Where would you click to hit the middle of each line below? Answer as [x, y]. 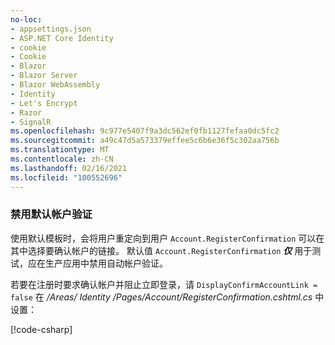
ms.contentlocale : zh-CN [62, 159]
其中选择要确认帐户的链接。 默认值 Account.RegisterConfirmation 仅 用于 [161, 250]
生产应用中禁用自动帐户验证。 [106, 263]
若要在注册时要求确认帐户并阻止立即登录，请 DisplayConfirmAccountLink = [164, 284]
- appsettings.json [51, 29]
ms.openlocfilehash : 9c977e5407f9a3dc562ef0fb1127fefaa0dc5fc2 [145, 131]
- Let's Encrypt [44, 103]
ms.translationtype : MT [60, 150]
